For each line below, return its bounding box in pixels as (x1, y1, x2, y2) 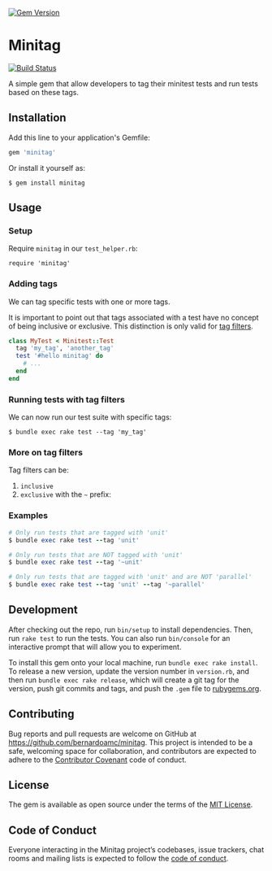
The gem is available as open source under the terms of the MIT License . (8, 799, 253, 809)
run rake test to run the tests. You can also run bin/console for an (8, 633, 231, 642)
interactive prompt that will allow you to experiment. (8, 642, 182, 651)
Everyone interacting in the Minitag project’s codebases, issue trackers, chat (8, 845, 265, 855)
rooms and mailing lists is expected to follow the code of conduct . (8, 854, 229, 864)
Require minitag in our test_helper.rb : (8, 244, 138, 254)
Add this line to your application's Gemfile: (8, 133, 150, 142)
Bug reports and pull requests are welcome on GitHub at (8, 729, 197, 738)
